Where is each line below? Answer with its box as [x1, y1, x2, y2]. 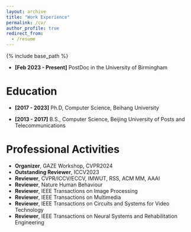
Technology [14, 206, 44, 213]
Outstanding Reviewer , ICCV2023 [14, 168, 99, 175]
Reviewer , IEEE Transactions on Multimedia [14, 194, 121, 201]
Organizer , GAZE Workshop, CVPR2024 [14, 162, 113, 169]
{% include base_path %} [6, 53, 69, 59]
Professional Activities [6, 143, 120, 156]
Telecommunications [14, 122, 66, 129]
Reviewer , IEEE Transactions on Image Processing [14, 187, 138, 194]
